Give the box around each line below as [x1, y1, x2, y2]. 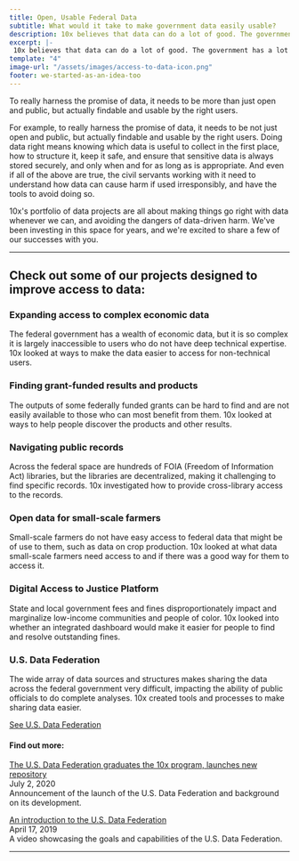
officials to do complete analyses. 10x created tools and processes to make [9, 692, 285, 703]
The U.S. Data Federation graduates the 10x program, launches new [9, 759, 258, 770]
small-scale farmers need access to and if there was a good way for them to [9, 551, 289, 562]
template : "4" [9, 54, 62, 63]
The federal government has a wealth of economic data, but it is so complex [9, 329, 289, 339]
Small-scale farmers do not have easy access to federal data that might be [9, 532, 283, 543]
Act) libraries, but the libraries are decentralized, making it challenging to [9, 471, 276, 482]
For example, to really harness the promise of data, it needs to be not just [9, 122, 278, 133]
